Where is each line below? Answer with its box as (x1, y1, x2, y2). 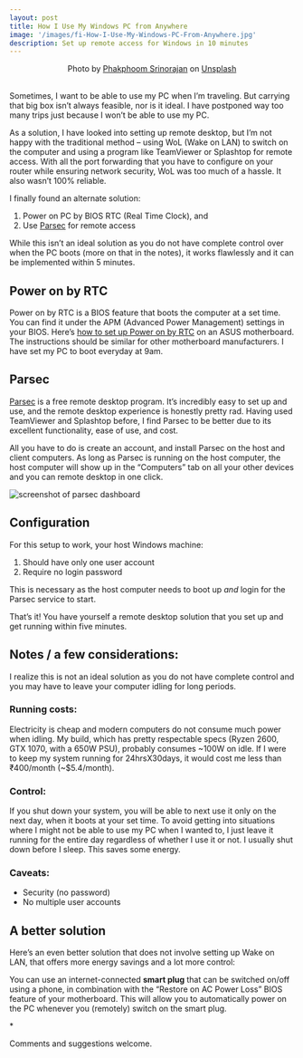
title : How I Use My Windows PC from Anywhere (9, 22, 188, 31)
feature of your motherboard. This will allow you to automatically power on (9, 994, 288, 1005)
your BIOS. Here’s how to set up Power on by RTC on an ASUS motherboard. (9, 327, 295, 338)
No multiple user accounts (22, 897, 121, 908)
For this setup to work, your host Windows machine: (9, 539, 204, 550)
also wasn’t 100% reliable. (9, 176, 107, 187)
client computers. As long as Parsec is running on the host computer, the (9, 452, 281, 463)
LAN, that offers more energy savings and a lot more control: (9, 957, 235, 967)
